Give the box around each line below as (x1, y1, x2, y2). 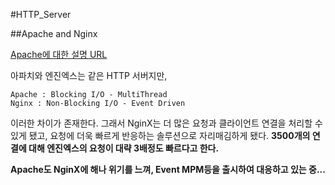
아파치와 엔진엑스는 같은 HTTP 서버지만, (10, 70, 168, 81)
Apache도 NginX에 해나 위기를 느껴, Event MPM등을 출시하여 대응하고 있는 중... (10, 164, 326, 175)
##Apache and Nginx (10, 28, 98, 39)
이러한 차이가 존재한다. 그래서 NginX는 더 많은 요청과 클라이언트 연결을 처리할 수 (10, 117, 323, 129)
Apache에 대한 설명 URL (10, 49, 108, 60)
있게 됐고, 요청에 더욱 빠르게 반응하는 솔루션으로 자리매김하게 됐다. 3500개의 (10, 130, 311, 141)
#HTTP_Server (10, 9, 72, 20)
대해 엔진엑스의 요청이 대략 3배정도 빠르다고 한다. (28, 142, 220, 154)
